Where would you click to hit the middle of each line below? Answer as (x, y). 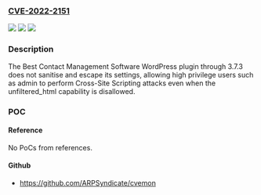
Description (31, 49)
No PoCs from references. (50, 147)
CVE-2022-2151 (39, 11)
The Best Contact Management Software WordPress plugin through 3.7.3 (125, 66)
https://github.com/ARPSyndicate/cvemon (88, 182)
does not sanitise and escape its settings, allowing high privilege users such (131, 74)
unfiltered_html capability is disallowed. (72, 91)
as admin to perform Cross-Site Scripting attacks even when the (112, 83)
